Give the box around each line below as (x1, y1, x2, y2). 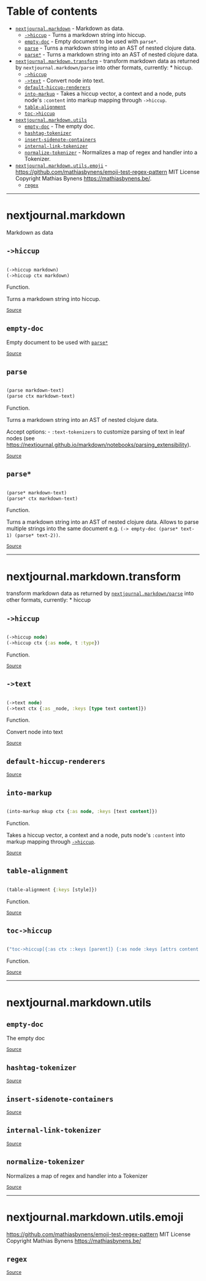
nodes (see (6, 434, 35, 442)
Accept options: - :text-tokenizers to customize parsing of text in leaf (6, 428, 185, 435)
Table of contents (6, 4, 98, 18)
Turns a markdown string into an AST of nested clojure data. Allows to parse (6, 518, 199, 526)
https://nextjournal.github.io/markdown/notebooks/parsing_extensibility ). (6, 441, 191, 448)
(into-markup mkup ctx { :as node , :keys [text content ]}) (6, 809, 158, 815)
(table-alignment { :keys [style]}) (6, 886, 97, 893)
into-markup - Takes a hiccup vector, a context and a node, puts (24, 90, 186, 97)
